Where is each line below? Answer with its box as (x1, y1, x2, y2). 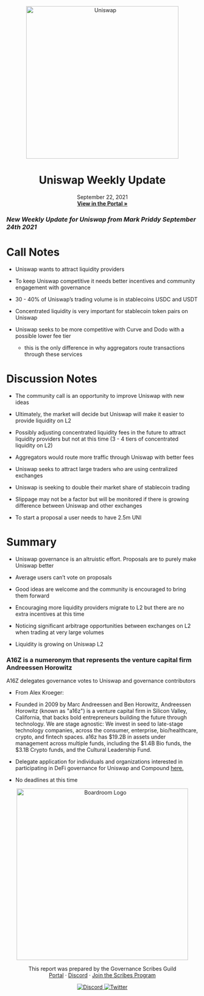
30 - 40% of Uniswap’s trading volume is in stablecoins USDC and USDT (15, 295, 198, 303)
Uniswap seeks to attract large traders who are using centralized (15, 465, 178, 472)
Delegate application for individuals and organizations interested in (15, 757, 183, 765)
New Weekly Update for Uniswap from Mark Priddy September (6, 215, 196, 223)
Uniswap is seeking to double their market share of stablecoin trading (15, 483, 190, 491)
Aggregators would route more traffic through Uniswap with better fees (15, 453, 194, 461)
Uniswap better (15, 561, 54, 569)
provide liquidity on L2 (15, 417, 72, 424)
